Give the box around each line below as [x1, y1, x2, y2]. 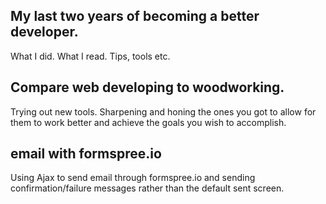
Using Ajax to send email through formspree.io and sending [10, 172, 256, 184]
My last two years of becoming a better [10, 8, 260, 25]
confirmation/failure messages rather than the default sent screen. [10, 182, 285, 194]
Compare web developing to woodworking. [10, 79, 285, 96]
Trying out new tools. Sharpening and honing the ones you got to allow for [10, 105, 317, 118]
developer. [10, 24, 79, 41]
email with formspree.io [10, 145, 162, 163]
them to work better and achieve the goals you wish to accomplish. [10, 116, 287, 128]
